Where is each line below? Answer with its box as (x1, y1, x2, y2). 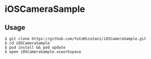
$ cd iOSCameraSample (5, 41, 50, 46)
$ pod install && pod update (5, 45, 66, 50)
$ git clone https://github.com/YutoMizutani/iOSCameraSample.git (5, 36, 146, 41)
